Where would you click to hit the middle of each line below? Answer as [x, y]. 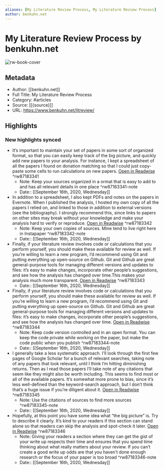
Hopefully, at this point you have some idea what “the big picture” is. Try [85, 415]
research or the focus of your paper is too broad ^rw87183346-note [88, 457]
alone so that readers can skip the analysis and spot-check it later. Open [85, 426]
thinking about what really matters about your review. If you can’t [85, 446]
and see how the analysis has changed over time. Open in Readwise [81, 322]
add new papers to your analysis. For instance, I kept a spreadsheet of [83, 161]
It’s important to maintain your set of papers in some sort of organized [83, 150]
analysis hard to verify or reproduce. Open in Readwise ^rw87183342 [82, 223]
